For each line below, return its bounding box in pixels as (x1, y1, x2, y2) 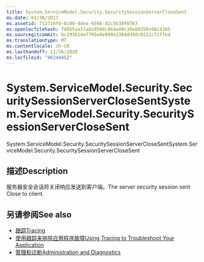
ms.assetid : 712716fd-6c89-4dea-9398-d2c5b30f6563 (6, 20, 138, 26)
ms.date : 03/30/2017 (6, 15, 59, 21)
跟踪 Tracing (15, 227, 46, 234)
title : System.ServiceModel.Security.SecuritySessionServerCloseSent (6, 9, 188, 15)
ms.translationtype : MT (6, 37, 67, 43)
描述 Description (6, 166, 68, 176)
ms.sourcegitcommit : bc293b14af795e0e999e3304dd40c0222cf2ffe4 (6, 32, 171, 38)
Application (15, 241, 45, 249)
